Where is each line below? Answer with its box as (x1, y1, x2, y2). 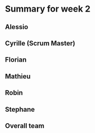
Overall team (5, 121, 45, 130)
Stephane (5, 105, 35, 114)
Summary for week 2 (5, 3, 91, 15)
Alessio (5, 23, 28, 31)
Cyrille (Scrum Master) (5, 39, 76, 47)
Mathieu (5, 72, 31, 81)
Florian (5, 56, 27, 64)
